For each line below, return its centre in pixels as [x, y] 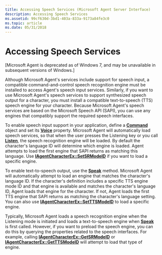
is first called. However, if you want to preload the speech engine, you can [79, 227]
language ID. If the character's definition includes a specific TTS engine [77, 181]
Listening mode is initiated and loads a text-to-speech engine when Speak [80, 221]
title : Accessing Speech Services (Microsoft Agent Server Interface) [78, 9]
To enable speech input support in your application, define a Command [76, 125]
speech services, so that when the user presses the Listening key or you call [81, 136]
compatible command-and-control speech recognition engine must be [75, 85]
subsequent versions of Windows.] [40, 70]
